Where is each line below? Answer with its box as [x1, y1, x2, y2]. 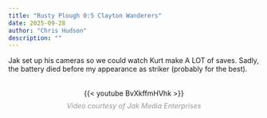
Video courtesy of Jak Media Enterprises [66, 101, 202, 111]
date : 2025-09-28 [8, 19, 66, 27]
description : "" [8, 33, 62, 42]
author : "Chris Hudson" [8, 26, 88, 34]
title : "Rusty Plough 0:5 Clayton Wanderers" [8, 11, 162, 20]
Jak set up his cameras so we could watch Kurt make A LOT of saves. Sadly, [8, 56, 259, 65]
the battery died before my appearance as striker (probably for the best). [8, 65, 248, 74]
